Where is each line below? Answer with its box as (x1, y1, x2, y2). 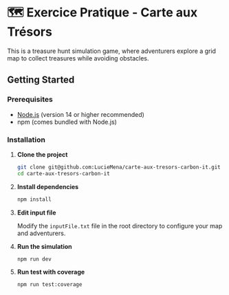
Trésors (7, 24, 53, 40)
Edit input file (17, 208, 56, 217)
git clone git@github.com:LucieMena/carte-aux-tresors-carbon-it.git (17, 164, 221, 171)
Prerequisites (7, 95, 53, 105)
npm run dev (17, 255, 52, 263)
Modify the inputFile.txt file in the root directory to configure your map (17, 221, 223, 230)
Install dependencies (17, 182, 79, 190)
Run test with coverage (17, 268, 85, 276)
